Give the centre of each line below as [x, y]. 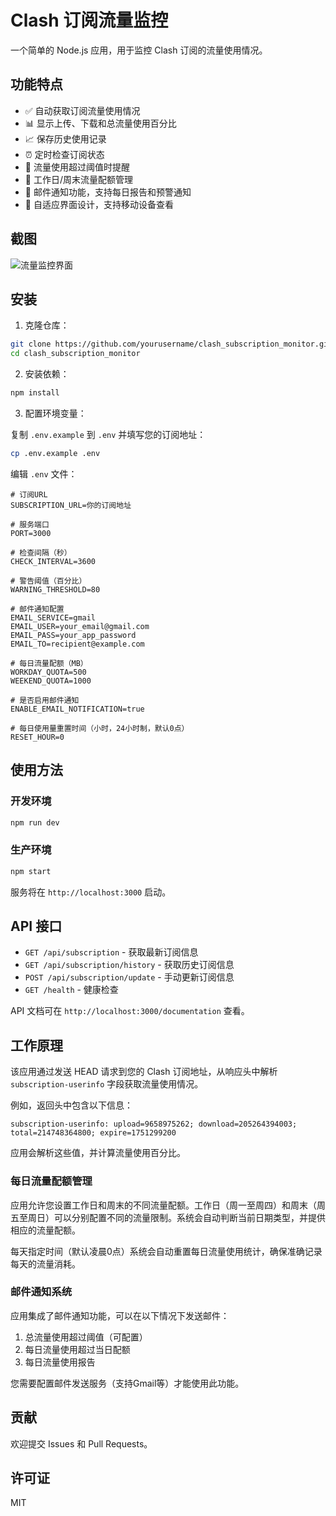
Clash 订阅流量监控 [89, 20]
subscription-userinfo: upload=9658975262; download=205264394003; [154, 1124]
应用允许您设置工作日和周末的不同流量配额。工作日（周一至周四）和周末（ [163, 1205]
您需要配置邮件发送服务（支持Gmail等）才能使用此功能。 [127, 1383]
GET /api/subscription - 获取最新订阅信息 [111, 952]
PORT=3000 [31, 533]
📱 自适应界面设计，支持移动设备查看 [99, 204]
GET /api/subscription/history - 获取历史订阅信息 [129, 965]
